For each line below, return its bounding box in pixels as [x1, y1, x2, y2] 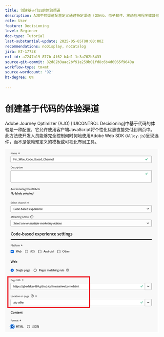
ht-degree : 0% [5, 75, 34, 80]
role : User [5, 18, 27, 23]
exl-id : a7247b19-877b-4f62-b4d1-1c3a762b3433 [5, 54, 102, 59]
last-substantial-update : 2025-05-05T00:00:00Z [5, 39, 104, 44]
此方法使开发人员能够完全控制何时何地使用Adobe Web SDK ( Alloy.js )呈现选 [5, 133, 159, 138]
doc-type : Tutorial [5, 34, 45, 39]
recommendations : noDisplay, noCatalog [5, 44, 86, 49]
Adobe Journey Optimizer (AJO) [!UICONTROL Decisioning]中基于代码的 [5, 120, 151, 126]
